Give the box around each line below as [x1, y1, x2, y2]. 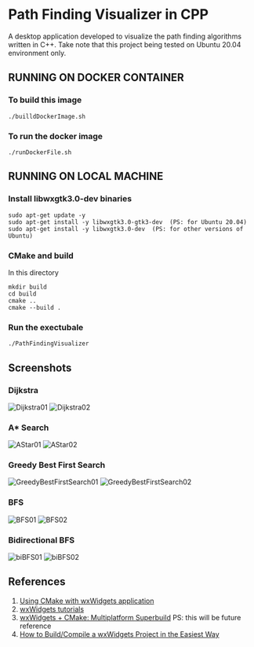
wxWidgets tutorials [19, 604, 85, 614]
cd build [8, 289, 37, 298]
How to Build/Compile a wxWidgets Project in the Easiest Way [19, 629, 220, 638]
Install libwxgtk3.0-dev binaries [8, 193, 132, 204]
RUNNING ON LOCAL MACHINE [8, 170, 164, 183]
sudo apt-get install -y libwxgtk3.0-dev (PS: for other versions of [8, 225, 244, 233]
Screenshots [8, 361, 72, 374]
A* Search [8, 422, 49, 433]
